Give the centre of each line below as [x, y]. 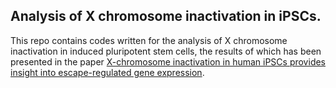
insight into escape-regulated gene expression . [107, 72]
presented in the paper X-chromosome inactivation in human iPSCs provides [168, 61]
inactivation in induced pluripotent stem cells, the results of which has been [166, 51]
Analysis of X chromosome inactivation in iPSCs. [166, 16]
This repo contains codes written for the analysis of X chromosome [149, 40]
